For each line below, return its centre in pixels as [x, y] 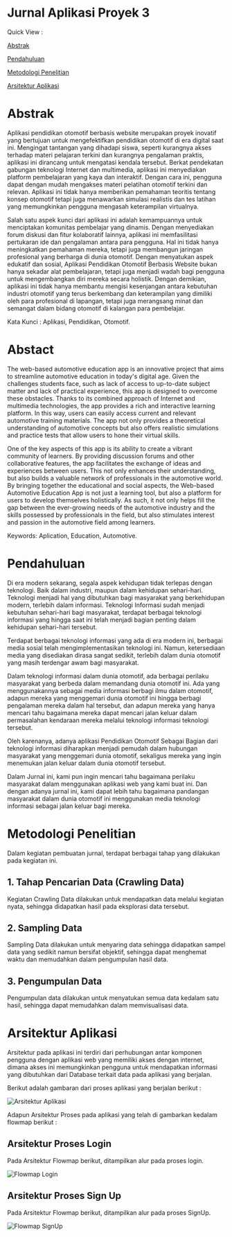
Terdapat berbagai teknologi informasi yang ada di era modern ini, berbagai [115, 640]
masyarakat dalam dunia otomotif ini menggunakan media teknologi [104, 798]
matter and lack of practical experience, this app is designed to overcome [112, 391]
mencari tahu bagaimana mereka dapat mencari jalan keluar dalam [102, 712]
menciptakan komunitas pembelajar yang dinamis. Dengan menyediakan [110, 227]
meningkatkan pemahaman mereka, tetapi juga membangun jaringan [105, 249]
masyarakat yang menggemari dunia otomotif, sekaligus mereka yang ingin [114, 755]
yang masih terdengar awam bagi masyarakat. [73, 663]
